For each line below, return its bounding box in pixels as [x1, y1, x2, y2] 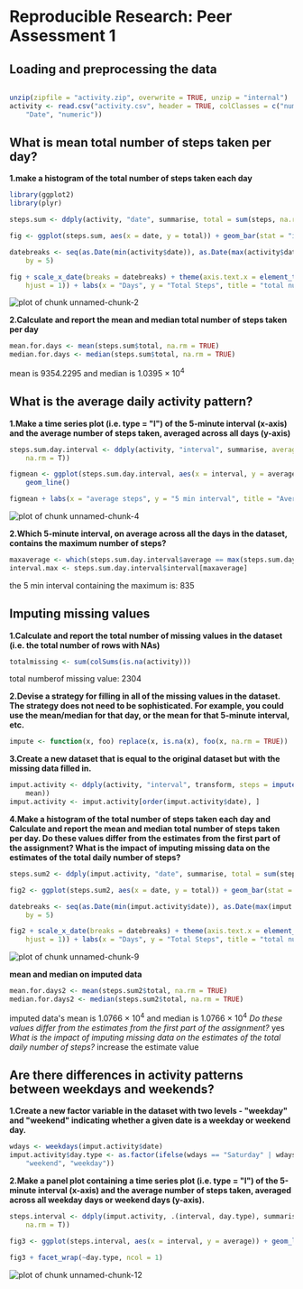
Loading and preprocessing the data [9, 61, 217, 77]
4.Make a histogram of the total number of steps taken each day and [9, 813, 271, 824]
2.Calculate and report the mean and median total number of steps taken [9, 314, 288, 326]
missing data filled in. [9, 763, 92, 774]
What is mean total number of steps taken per [9, 135, 272, 151]
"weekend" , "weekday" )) [25, 1159, 115, 1168]
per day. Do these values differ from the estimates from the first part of [9, 832, 281, 843]
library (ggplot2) [9, 190, 75, 199]
